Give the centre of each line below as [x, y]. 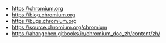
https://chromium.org [37, 9]
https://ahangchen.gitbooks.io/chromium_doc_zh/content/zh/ [86, 34]
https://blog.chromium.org [43, 15]
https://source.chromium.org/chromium [59, 27]
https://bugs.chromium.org [44, 21]
